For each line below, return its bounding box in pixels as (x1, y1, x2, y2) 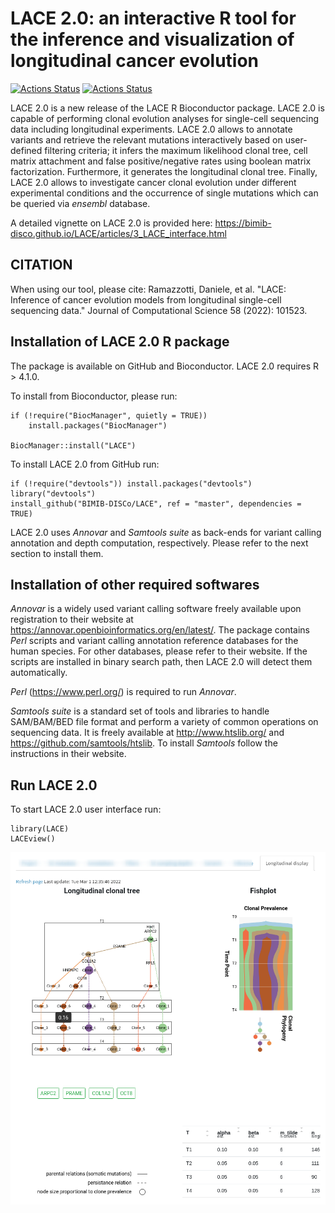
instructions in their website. (10, 748, 127, 760)
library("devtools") (10, 488, 97, 499)
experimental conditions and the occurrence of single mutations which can (10, 187, 319, 199)
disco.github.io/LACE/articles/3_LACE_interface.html (10, 227, 227, 239)
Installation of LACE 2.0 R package (10, 333, 230, 351)
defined (10, 144, 43, 156)
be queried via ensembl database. (10, 197, 151, 209)
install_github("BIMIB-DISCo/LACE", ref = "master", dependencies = (10, 498, 302, 509)
